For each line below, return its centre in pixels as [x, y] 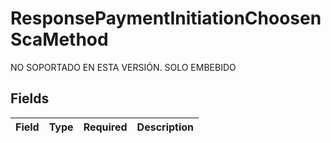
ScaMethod [59, 39]
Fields [30, 98]
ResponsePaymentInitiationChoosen [166, 18]
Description [165, 127]
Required [105, 127]
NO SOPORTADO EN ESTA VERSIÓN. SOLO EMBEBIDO [123, 67]
